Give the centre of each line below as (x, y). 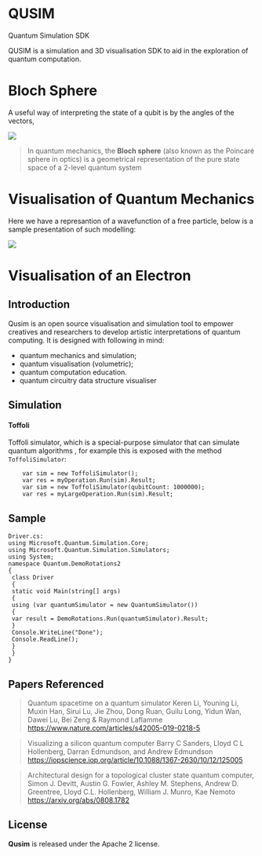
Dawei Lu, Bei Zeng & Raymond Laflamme (95, 720)
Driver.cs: (26, 536)
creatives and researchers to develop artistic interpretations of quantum (124, 331)
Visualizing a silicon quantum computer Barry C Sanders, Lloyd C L (136, 744)
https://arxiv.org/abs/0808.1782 (78, 800)
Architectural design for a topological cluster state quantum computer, (141, 775)
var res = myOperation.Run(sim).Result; (89, 481)
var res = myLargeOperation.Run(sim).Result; (98, 494)
